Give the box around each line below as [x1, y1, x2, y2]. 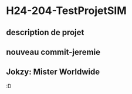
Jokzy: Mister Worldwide [6, 67, 100, 77]
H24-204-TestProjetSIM [6, 4, 127, 18]
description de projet [6, 27, 84, 37]
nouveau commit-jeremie [6, 47, 101, 57]
